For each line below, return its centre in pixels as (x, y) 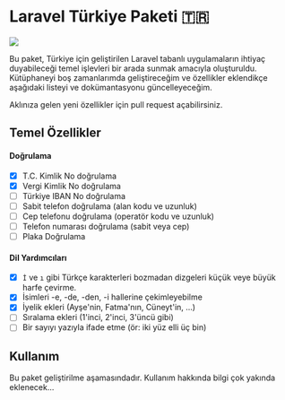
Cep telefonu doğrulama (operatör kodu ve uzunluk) (118, 216)
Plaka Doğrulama (54, 236)
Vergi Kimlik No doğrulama (71, 186)
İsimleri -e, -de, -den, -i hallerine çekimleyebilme (112, 297)
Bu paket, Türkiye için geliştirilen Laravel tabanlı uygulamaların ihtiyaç (138, 58)
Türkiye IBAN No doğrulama (74, 196)
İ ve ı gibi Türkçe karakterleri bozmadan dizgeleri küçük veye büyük (149, 278)
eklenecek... (32, 387)
